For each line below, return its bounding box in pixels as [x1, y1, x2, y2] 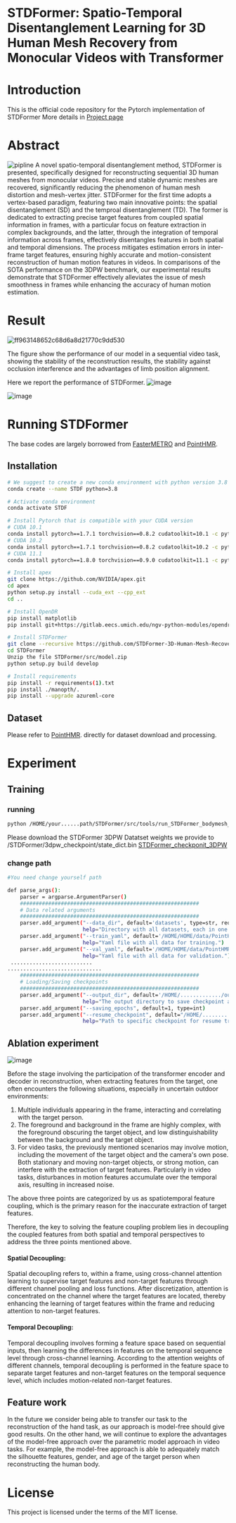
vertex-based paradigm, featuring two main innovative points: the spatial [7, 199, 218, 207]
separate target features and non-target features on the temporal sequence [7, 1368, 226, 1377]
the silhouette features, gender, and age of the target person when [7, 1453, 200, 1461]
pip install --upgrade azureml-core [7, 692, 114, 700]
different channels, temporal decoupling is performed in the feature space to [7, 1361, 229, 1370]
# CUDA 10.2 [7, 537, 42, 544]
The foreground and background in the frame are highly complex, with [17, 1121, 221, 1129]
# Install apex [7, 569, 52, 577]
